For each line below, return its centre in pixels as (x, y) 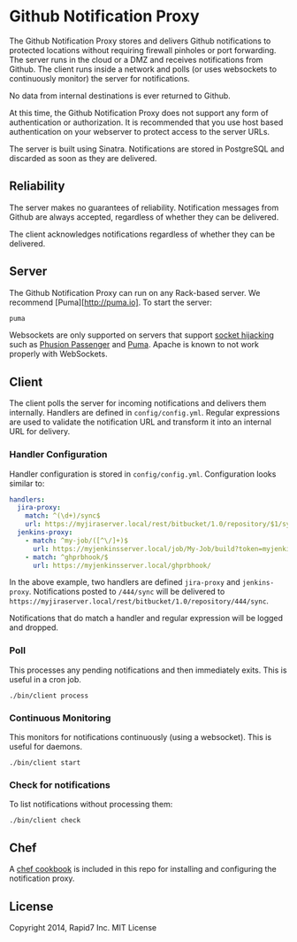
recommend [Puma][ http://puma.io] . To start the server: (110, 302)
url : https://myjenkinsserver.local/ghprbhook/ (122, 565)
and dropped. (34, 627)
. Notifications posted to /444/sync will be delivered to (127, 592)
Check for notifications (60, 784)
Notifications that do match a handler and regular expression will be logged (146, 619)
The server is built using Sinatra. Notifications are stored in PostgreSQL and (147, 149)
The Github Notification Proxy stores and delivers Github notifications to (140, 41)
